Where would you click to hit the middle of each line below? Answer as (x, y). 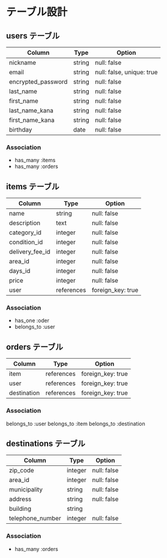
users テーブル (33, 36)
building (20, 509)
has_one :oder (32, 321)
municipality (26, 490)
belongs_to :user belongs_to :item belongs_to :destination (76, 424)
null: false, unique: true (126, 72)
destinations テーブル (46, 443)
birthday (21, 129)
